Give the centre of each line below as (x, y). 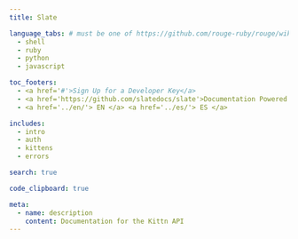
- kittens (35, 148)
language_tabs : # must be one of (71, 33)
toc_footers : (33, 83)
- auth (29, 140)
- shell (31, 42)
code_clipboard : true (49, 188)
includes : (27, 123)
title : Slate (33, 17)
